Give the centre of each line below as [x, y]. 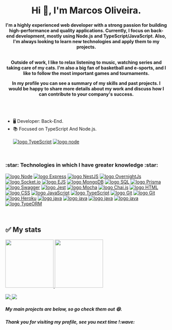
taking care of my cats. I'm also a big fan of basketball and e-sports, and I [86, 68]
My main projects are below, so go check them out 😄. [64, 309]
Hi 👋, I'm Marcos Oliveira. [86, 11]
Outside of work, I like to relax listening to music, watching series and [86, 62]
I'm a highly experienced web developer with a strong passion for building [86, 25]
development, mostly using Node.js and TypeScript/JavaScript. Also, [91, 36]
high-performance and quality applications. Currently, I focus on [79, 30]
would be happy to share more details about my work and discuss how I [86, 88]
